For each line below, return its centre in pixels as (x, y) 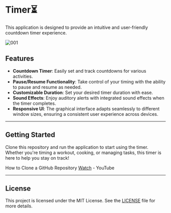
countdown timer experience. (36, 33)
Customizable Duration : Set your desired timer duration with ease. (83, 93)
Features (20, 59)
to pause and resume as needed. (47, 87)
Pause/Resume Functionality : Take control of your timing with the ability (89, 81)
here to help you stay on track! (37, 158)
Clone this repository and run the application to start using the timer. (77, 147)
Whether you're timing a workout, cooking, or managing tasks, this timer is (83, 153)
